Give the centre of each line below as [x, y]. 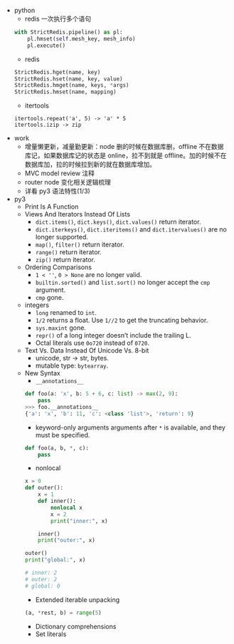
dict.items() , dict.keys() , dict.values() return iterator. [118, 222]
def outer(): [44, 488]
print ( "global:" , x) [55, 560]
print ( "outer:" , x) [67, 541]
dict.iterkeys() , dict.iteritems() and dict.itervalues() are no [131, 229]
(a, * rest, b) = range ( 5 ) [63, 613]
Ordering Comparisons [58, 267]
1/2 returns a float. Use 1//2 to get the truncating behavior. [122, 321]
